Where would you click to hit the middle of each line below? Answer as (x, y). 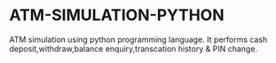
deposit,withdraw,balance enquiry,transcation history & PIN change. (134, 48)
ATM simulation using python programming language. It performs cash (138, 39)
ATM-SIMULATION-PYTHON (117, 15)
